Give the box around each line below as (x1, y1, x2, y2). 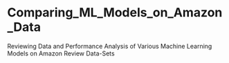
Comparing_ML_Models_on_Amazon (7, 5, 223, 21)
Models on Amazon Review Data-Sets (7, 49, 116, 58)
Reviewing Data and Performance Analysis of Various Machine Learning (7, 42, 212, 50)
